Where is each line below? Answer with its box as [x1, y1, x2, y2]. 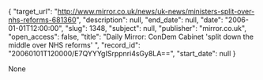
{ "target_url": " [8, 7, 58, 16]
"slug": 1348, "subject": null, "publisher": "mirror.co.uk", [65, 24, 247, 32]
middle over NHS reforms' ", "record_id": [8, 40, 141, 50]
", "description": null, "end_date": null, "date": [76, 15, 224, 25]
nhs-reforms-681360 [8, 15, 77, 25]
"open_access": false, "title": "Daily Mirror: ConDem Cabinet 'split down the [8, 32, 254, 41]
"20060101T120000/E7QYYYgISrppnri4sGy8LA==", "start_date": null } [8, 49, 236, 58]
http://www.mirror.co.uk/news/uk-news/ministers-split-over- [57, 7, 255, 16]
